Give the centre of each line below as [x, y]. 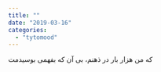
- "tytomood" [37, 37]
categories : [27, 30]
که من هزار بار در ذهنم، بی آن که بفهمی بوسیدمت [80, 59]
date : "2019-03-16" [40, 23]
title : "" [24, 15]
